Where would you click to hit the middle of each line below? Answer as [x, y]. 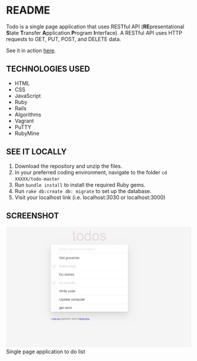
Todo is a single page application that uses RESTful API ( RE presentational [95, 27]
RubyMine [27, 133]
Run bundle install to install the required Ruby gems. [80, 185]
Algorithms [28, 114]
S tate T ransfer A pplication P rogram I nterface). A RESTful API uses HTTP [94, 32]
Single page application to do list [46, 352]
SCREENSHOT [33, 216]
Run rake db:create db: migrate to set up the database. [83, 191]
